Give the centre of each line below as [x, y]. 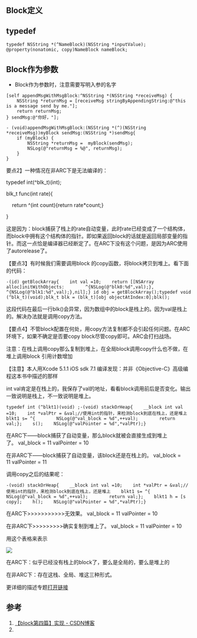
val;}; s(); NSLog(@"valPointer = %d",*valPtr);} [76, 424]
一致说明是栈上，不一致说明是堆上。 [50, 396]
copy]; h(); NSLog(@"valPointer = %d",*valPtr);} [76, 502]
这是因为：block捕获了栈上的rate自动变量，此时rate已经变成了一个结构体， [97, 229]
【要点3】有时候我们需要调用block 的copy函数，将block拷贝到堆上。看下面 [98, 264]
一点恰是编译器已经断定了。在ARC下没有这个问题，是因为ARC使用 [107, 244]
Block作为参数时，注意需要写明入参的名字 [65, 85]
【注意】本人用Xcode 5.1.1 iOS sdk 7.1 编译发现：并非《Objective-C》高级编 [97, 369]
